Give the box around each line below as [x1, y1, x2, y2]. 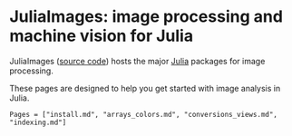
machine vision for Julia [9, 25, 193, 46]
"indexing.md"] [9, 118, 67, 127]
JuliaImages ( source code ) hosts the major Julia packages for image [9, 55, 266, 66]
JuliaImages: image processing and [9, 6, 284, 27]
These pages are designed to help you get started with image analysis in [9, 83, 281, 93]
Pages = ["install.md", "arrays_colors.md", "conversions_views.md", [9, 110, 278, 119]
